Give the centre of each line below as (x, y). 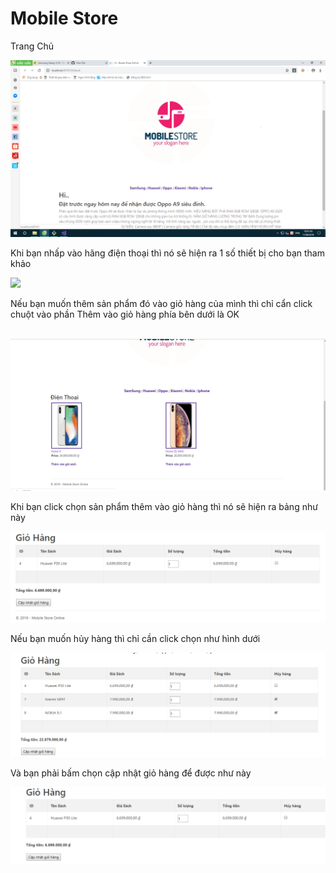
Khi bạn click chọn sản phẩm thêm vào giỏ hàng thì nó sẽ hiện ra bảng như (164, 506)
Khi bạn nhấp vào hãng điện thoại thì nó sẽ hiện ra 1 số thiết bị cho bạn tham (167, 253)
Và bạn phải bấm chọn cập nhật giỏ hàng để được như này (131, 773)
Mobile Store (64, 18)
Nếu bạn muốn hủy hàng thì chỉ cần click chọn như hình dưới (135, 639)
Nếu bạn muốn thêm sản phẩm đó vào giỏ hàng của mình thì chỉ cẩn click (161, 304)
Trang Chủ (32, 46)
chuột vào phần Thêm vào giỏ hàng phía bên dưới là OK (125, 314)
